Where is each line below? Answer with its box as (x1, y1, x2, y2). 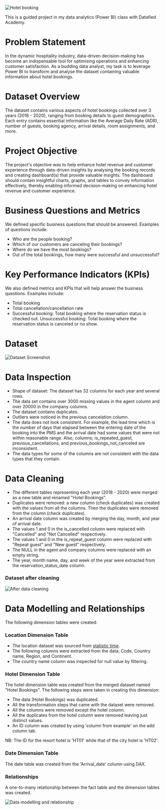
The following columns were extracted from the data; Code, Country (12, 648, 151, 654)
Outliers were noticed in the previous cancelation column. (12, 414, 129, 420)
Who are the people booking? (12, 236, 72, 242)
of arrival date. (12, 520, 42, 526)
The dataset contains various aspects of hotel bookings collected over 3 (5, 107, 151, 113)
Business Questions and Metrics (5, 205, 140, 216)
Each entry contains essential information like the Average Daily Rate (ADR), (5, 118, 159, 123)
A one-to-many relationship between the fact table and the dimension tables (5, 784, 160, 790)
